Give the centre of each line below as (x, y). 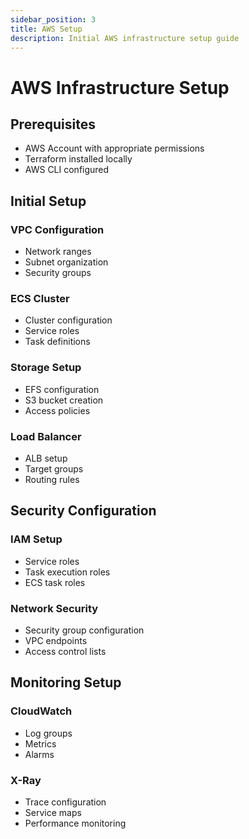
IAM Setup (36, 539)
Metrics (40, 743)
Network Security (54, 608)
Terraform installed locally (78, 159)
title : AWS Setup (46, 29)
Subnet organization (66, 262)
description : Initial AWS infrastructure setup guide (125, 38)
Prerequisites (53, 124)
